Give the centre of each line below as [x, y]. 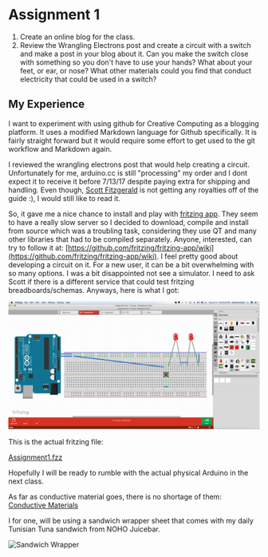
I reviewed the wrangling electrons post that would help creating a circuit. [129, 164]
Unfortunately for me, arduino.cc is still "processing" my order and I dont [128, 172]
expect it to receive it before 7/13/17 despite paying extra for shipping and [129, 181]
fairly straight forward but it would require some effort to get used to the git [132, 140]
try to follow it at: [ [38, 247]
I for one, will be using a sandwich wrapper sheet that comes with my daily [131, 521]
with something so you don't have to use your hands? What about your [136, 62]
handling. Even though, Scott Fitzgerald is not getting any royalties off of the [134, 190]
